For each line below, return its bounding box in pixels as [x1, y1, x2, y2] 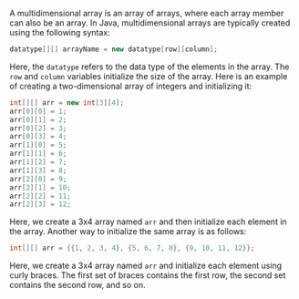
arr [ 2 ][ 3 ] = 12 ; [9, 200, 71, 209]
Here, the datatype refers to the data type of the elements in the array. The [9, 61, 290, 72]
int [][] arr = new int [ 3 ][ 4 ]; [9, 98, 125, 108]
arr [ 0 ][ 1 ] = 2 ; [9, 115, 67, 124]
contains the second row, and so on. [9, 280, 146, 291]
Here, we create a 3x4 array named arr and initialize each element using [9, 260, 283, 272]
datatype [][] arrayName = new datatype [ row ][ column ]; [9, 45, 219, 54]
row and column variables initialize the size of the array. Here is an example [9, 70, 288, 81]
